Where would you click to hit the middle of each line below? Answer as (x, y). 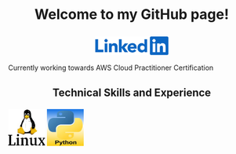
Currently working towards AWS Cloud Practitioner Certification (111, 68)
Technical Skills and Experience (132, 92)
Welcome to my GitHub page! (132, 15)
